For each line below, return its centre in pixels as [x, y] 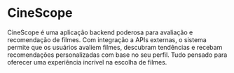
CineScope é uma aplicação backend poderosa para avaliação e [100, 32]
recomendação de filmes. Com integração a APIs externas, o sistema [107, 39]
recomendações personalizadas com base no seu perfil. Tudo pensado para [117, 55]
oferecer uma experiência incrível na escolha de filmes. [87, 62]
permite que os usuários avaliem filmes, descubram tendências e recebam [115, 47]
